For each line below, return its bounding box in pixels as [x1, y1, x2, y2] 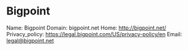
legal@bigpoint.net [6, 37, 54, 44]
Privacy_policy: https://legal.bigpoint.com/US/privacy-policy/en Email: [6, 30, 182, 37]
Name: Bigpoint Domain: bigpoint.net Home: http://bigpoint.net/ [6, 24, 167, 31]
